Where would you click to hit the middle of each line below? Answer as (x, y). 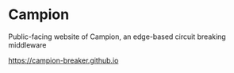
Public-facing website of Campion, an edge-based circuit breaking (117, 36)
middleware (27, 44)
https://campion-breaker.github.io (63, 60)
